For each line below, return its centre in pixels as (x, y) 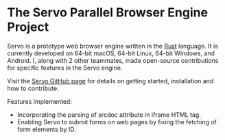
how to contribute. (33, 88)
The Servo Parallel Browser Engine (107, 13)
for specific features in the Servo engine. (65, 68)
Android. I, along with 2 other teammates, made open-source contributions (113, 60)
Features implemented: (39, 101)
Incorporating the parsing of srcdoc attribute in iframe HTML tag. (109, 115)
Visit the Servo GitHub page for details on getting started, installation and (110, 81)
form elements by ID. (47, 129)
